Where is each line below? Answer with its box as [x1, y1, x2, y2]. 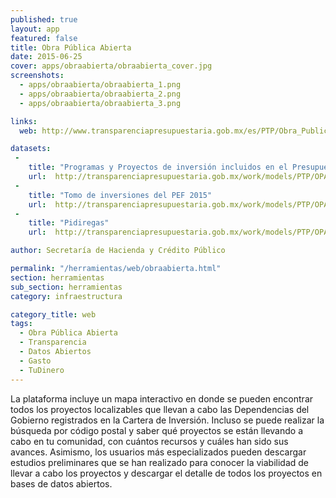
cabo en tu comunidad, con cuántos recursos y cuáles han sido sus [10, 435, 289, 447]
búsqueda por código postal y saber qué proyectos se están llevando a [10, 424, 303, 436]
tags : [10, 319, 33, 329]
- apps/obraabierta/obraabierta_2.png [19, 89, 182, 99]
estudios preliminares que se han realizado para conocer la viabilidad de [10, 456, 310, 468]
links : [10, 116, 38, 126]
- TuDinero [19, 365, 65, 375]
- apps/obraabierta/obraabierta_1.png [19, 80, 182, 90]
